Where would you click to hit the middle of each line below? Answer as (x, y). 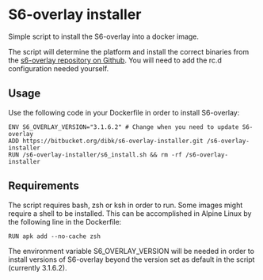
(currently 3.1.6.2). (38, 267)
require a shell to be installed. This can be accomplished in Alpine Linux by (130, 213)
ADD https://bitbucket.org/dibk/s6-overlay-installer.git (106, 141)
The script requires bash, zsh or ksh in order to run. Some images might (126, 205)
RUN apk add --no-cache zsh (55, 236)
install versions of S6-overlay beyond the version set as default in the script (131, 259)
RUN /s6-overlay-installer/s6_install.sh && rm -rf (95, 155)
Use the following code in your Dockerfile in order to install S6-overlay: (124, 112)
